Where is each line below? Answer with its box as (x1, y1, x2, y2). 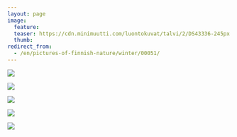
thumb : (13, 37, 33, 44)
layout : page (7, 10, 46, 18)
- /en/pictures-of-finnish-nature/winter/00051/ (13, 50, 160, 57)
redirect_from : (7, 43, 53, 50)
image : (7, 17, 27, 24)
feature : (13, 23, 40, 30)
